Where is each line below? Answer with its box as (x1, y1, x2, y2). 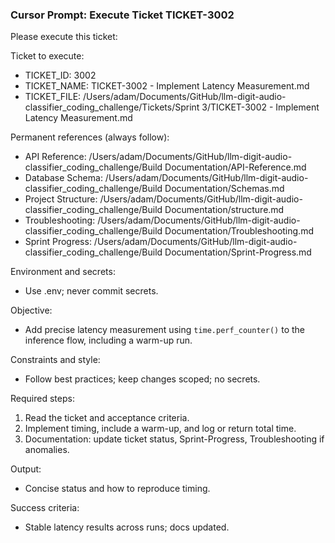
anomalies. (24, 444, 70, 456)
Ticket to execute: (10, 50, 85, 62)
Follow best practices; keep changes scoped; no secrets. (24, 373, 261, 385)
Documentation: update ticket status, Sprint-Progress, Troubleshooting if (24, 433, 325, 445)
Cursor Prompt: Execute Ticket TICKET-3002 (10, 8, 235, 22)
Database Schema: (24, 172, 103, 184)
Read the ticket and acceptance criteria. (24, 412, 190, 424)
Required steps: (10, 393, 75, 405)
